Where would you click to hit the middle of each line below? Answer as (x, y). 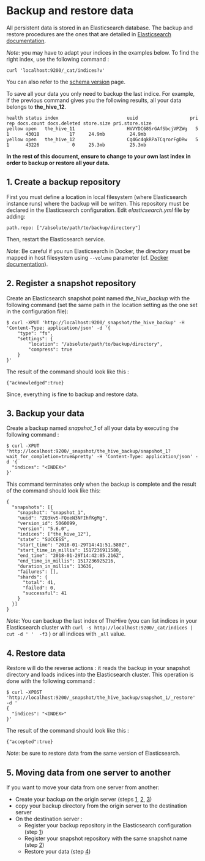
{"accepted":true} (30, 742)
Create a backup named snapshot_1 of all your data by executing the (92, 428)
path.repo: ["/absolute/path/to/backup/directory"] (73, 228)
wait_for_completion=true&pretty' (50, 457)
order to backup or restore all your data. (58, 163)
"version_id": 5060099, (48, 524)
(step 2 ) (34, 845)
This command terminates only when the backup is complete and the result (102, 484)
